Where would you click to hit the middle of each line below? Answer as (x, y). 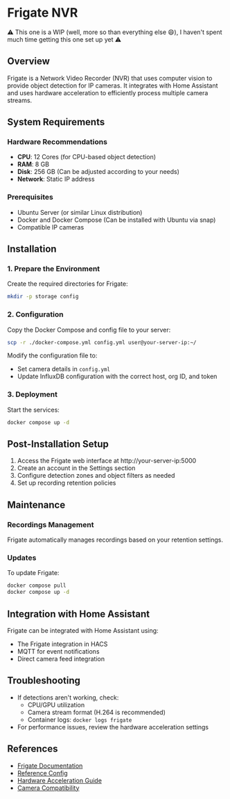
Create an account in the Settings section (76, 468)
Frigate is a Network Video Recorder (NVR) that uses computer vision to (110, 78)
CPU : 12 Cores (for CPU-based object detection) (87, 157)
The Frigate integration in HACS (62, 644)
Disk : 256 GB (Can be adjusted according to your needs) (98, 172)
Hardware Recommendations (57, 142)
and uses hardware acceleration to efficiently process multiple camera (108, 92)
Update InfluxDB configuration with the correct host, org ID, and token (117, 376)
